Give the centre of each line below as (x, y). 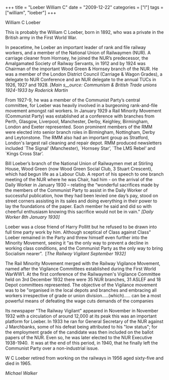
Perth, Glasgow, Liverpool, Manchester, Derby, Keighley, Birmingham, (77, 121)
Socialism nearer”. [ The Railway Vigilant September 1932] (66, 254)
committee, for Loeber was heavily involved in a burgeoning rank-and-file (81, 105)
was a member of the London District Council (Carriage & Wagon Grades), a (84, 74)
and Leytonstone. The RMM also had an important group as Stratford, (77, 138)
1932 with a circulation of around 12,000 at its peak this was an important (81, 316)
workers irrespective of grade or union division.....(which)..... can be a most (83, 295)
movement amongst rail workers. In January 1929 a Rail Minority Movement (83, 111)
